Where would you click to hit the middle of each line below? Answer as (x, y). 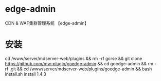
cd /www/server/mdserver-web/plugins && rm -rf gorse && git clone (74, 58)
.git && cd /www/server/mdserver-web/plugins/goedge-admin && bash (81, 69)
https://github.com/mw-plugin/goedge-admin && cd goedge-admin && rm (79, 63)
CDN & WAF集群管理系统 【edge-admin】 (47, 23)
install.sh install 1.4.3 (26, 74)
